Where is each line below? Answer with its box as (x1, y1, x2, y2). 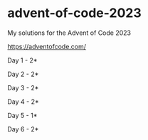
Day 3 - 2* (7, 83, 39, 92)
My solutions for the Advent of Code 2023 (7, 28, 132, 37)
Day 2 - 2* (7, 70, 39, 78)
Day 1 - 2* (7, 55, 38, 65)
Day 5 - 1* (7, 111, 38, 119)
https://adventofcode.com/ (7, 42, 87, 50)
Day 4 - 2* (7, 97, 39, 106)
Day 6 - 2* (7, 124, 39, 133)
